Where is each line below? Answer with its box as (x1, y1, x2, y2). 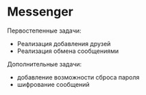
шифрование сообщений (16, 80, 90, 88)
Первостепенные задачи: (7, 26, 82, 35)
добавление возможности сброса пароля (16, 73, 140, 81)
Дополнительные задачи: (7, 60, 82, 68)
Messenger (7, 4, 74, 20)
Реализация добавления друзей (16, 39, 111, 47)
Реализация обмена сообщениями (16, 47, 119, 55)
